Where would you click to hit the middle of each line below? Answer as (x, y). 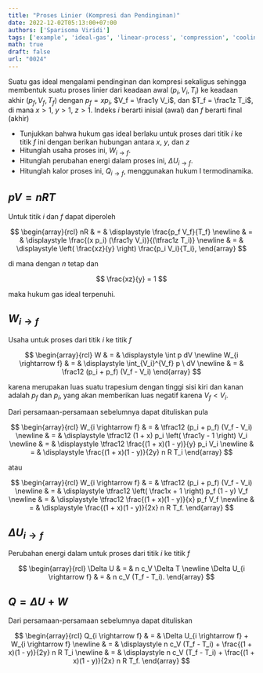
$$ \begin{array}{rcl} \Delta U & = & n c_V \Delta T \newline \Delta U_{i (131, 569)
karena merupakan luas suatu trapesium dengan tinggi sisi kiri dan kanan (126, 386)
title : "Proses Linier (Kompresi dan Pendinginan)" (94, 15)
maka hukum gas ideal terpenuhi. (62, 294)
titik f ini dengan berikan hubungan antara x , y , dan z (104, 142)
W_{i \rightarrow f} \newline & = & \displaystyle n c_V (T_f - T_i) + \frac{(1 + (131, 644)
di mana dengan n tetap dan (54, 263)
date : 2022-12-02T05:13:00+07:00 (63, 23)
